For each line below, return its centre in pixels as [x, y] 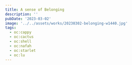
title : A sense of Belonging [35, 10]
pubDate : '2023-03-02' [28, 19]
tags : [11, 28]
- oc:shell [21, 42]
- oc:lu [17, 55]
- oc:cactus [22, 37]
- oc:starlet [23, 50]
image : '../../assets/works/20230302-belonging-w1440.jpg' [66, 23]
